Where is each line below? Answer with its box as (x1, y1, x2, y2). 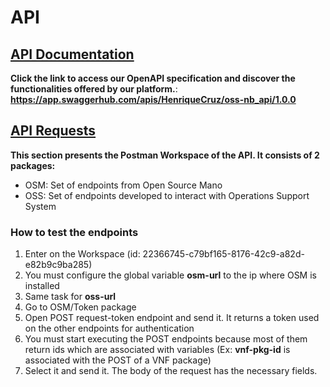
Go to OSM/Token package (24, 301, 137, 313)
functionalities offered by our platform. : (10, 83, 178, 95)
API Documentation (10, 46, 135, 63)
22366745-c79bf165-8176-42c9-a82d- (142, 248, 305, 260)
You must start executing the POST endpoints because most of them (24, 333, 308, 345)
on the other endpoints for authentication (24, 322, 195, 335)
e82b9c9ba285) (24, 259, 93, 271)
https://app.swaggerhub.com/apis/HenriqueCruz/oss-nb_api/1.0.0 (10, 94, 297, 105)
